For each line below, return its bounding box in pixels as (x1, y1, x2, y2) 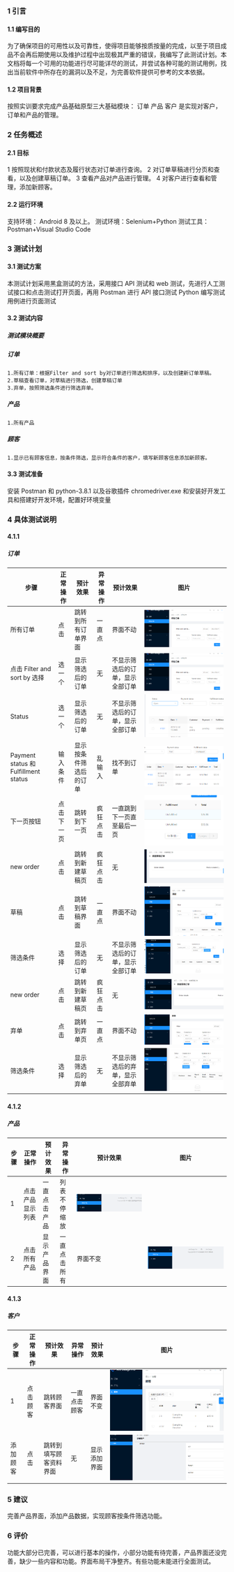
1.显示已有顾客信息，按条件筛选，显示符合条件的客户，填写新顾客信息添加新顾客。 (7, 454, 211, 461)
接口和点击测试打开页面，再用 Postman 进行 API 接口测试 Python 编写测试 (13, 288, 226, 296)
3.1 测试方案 (7, 262, 42, 271)
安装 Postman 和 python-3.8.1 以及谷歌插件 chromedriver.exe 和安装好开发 (7, 486, 220, 495)
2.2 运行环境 (7, 201, 43, 209)
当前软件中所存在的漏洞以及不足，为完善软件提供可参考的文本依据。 (13, 68, 209, 76)
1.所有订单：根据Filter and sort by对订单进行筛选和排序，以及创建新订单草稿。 (7, 369, 215, 377)
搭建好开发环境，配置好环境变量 (19, 495, 111, 504)
